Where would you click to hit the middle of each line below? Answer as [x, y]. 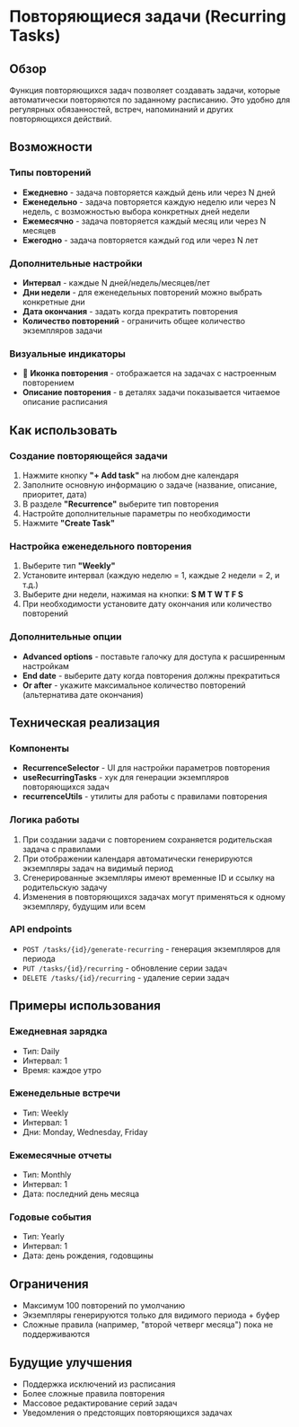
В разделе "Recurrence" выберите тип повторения [120, 504]
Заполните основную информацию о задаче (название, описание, [149, 484]
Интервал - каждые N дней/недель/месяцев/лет [116, 282]
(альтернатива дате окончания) [83, 694]
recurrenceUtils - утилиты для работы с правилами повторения [145, 797]
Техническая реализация [84, 722]
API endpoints [41, 929]
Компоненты [40, 748]
